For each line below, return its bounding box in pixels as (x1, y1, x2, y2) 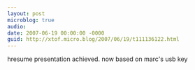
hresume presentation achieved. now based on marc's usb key (7, 55, 188, 63)
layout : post (7, 10, 45, 17)
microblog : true (7, 17, 55, 24)
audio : (7, 23, 27, 30)
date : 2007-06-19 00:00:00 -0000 (7, 29, 105, 37)
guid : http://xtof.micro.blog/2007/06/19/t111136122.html (7, 36, 180, 43)
